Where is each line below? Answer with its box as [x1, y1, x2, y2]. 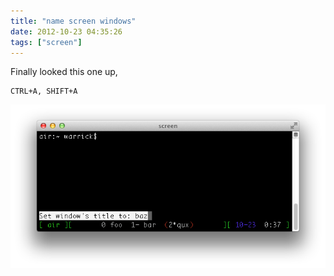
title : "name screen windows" [10, 16, 137, 26]
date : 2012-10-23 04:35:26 [10, 26, 123, 37]
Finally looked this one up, [10, 66, 118, 78]
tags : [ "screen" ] [10, 37, 83, 47]
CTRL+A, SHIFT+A [10, 86, 78, 97]
